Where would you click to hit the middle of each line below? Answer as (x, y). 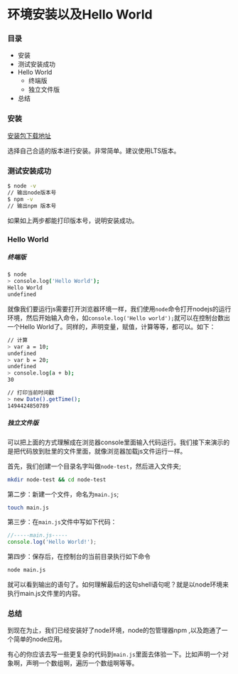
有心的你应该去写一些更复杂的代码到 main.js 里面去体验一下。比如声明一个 (115, 654)
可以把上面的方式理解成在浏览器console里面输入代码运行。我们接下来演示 (115, 442)
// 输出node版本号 (32, 193)
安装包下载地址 (29, 135)
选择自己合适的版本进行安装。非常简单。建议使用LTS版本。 (94, 151)
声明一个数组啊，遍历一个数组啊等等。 (82, 663)
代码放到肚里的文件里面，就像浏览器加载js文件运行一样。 (103, 451)
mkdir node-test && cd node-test (57, 480)
